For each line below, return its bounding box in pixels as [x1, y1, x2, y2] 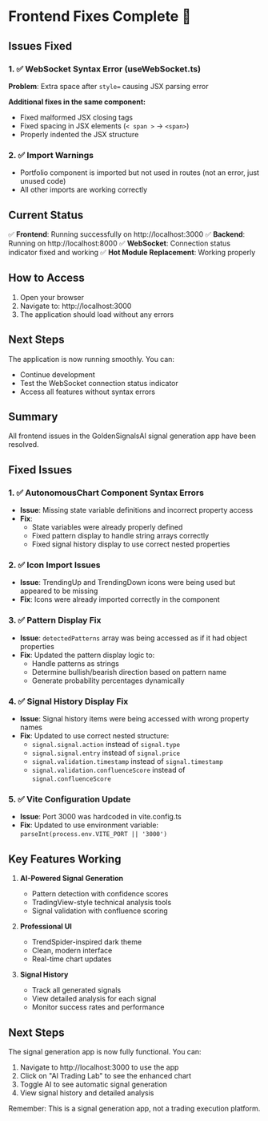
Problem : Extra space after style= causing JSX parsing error [8, 81, 209, 91]
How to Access [8, 271, 86, 285]
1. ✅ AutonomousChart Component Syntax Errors [8, 487, 204, 498]
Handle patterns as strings [31, 658, 120, 668]
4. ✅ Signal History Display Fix [8, 696, 129, 707]
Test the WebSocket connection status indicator [19, 378, 178, 388]
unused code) [19, 177, 66, 186]
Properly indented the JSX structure [19, 129, 139, 139]
